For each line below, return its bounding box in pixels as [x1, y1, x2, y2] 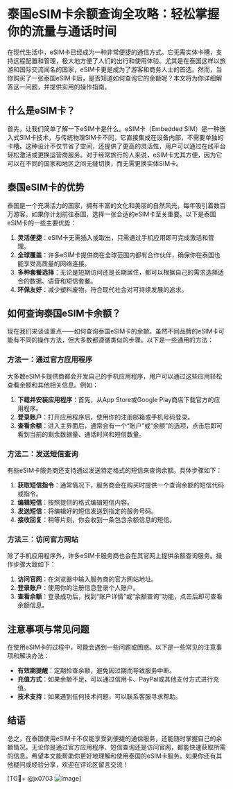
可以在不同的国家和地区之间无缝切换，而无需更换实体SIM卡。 [7, 159, 182, 167]
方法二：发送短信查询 [7, 449, 78, 458]
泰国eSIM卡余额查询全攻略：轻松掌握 [7, 6, 220, 22]
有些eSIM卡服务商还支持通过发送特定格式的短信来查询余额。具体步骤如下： [7, 466, 223, 474]
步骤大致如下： [12, 560, 56, 569]
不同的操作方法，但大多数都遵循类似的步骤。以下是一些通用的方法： [19, 336, 214, 344]
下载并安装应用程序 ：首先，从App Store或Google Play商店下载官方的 [17, 395, 214, 404]
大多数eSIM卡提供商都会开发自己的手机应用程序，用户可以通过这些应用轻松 [7, 372, 223, 380]
